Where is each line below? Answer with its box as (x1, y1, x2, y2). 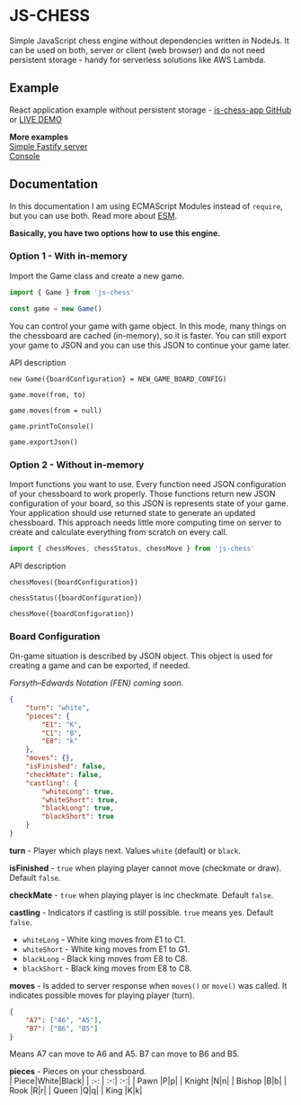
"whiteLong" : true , (41, 787, 115, 796)
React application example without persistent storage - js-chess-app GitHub (9, 104, 292, 115)
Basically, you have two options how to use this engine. (9, 227, 221, 239)
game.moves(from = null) (9, 406, 102, 415)
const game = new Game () (9, 303, 102, 313)
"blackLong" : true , (41, 803, 115, 813)
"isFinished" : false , (25, 762, 106, 771)
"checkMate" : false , (25, 770, 102, 779)
